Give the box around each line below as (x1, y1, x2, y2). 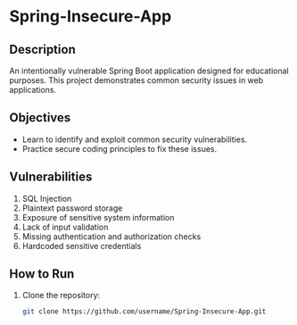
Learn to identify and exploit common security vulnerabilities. (21, 134, 248, 145)
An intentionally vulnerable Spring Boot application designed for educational (9, 65, 290, 76)
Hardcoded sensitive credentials (21, 240, 142, 251)
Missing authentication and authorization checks (21, 230, 202, 242)
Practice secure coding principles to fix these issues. (21, 143, 218, 154)
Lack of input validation (21, 221, 109, 232)
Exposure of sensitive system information (21, 212, 175, 222)
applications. (9, 85, 56, 95)
